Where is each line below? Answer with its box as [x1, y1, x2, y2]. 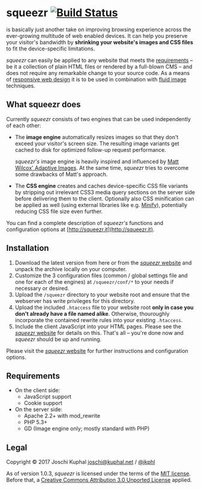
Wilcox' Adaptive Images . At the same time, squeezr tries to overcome [14, 164, 189, 171]
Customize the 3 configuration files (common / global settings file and [14, 272, 188, 279]
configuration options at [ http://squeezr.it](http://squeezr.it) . [6, 226, 155, 233]
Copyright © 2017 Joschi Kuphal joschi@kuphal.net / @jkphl [6, 458, 155, 466]
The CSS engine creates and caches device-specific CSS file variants [14, 182, 188, 189]
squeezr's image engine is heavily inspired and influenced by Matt [14, 158, 179, 165]
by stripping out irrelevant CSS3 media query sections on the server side [14, 188, 195, 196]
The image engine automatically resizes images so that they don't [14, 133, 179, 140]
